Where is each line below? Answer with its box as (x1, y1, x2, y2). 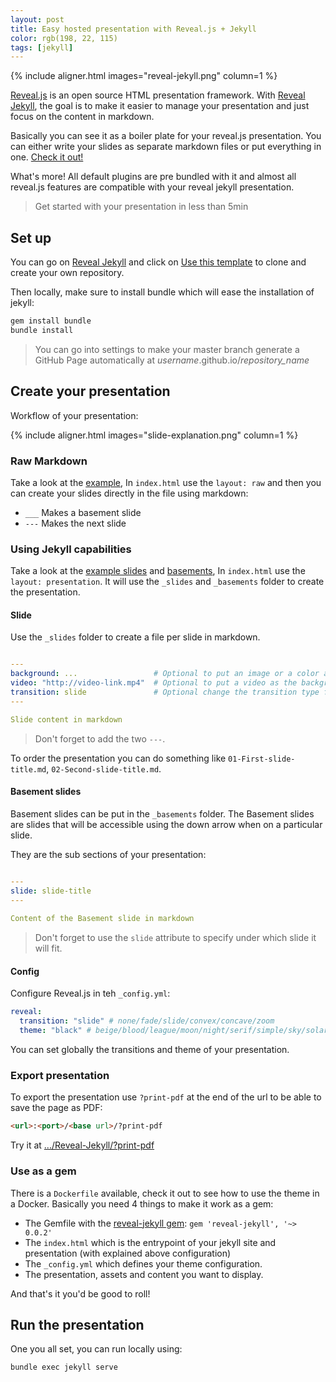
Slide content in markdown (10, 714, 123, 725)
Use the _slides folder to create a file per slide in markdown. (10, 631, 261, 643)
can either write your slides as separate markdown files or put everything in (10, 141, 322, 153)
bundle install (10, 325, 74, 335)
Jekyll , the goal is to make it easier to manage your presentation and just (10, 100, 310, 112)
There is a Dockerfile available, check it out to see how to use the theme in (10, 1187, 320, 1199)
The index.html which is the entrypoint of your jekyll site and (24, 1236, 277, 1248)
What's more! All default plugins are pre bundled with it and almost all (10, 171, 297, 183)
